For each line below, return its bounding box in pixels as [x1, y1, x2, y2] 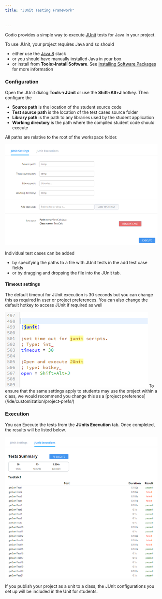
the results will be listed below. [5, 427, 66, 432]
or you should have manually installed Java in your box [12, 56, 122, 62]
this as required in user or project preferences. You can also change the [5, 297, 148, 303]
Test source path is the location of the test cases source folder [12, 109, 138, 115]
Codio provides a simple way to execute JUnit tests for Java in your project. [5, 32, 156, 38]
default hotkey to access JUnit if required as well [5, 302, 103, 308]
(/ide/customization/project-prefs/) [5, 398, 75, 404]
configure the [5, 95, 32, 101]
